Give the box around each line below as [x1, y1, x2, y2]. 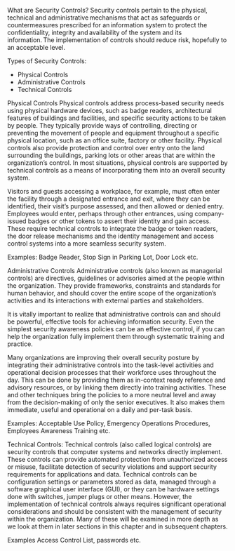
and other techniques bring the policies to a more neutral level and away [7, 391, 216, 399]
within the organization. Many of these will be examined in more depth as [7, 515, 219, 523]
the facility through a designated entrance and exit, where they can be [7, 194, 210, 203]
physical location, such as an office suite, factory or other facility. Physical [7, 136, 222, 145]
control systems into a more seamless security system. [7, 239, 166, 248]
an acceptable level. [7, 44, 65, 51]
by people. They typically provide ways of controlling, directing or [7, 121, 198, 129]
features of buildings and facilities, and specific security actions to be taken [7, 114, 227, 122]
